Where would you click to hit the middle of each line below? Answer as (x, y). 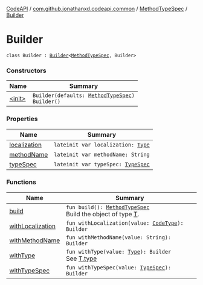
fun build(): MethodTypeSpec (108, 207)
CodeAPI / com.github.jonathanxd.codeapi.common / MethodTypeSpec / (97, 9)
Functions (21, 182)
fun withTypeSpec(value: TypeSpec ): (118, 267)
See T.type (81, 258)
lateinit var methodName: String (101, 154)
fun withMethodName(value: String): (118, 237)
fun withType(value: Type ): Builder (118, 252)
